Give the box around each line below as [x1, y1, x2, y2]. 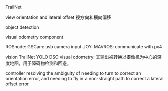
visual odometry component [5, 34, 64, 40]
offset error [5, 81, 29, 87]
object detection [5, 24, 39, 30]
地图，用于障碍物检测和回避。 [9, 60, 71, 66]
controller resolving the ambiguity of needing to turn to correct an [5, 70, 141, 76]
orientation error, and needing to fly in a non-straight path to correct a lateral [5, 76, 164, 81]
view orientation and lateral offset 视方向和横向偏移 [5, 14, 112, 20]
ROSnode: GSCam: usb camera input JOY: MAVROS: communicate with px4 [5, 44, 162, 49]
